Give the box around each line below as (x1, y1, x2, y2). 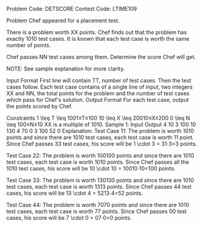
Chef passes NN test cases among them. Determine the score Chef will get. (6, 53, 196, 60)
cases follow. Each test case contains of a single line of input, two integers (6, 83, 193, 90)
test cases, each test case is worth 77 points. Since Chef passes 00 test (6, 208, 187, 215)
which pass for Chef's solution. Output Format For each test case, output (6, 97, 190, 103)
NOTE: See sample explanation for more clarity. (6, 65, 125, 72)
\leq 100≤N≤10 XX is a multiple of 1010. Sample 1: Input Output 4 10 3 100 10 (6, 121, 196, 128)
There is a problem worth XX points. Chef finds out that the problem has (6, 29, 187, 36)
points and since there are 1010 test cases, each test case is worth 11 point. (6, 134, 194, 141)
